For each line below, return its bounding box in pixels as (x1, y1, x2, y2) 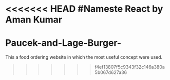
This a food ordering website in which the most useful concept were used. (5, 54, 163, 60)
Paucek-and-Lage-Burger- (5, 37, 122, 49)
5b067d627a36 (95, 69, 127, 75)
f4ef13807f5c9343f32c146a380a (95, 64, 165, 70)
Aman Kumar (5, 14, 63, 25)
